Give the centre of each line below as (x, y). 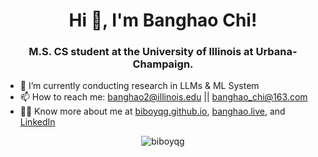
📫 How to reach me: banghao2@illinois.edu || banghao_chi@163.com (163, 97)
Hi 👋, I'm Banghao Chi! (163, 20)
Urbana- (276, 52)
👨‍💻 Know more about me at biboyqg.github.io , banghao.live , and (152, 111)
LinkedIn (37, 122)
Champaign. (163, 64)
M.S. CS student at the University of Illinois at (141, 52)
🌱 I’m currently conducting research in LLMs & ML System (139, 86)
